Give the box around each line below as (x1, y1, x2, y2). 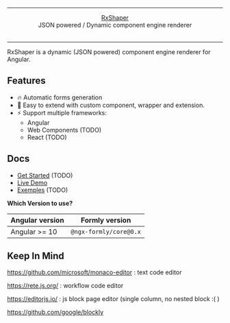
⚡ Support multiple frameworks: (16, 108, 107, 117)
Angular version (10, 215, 64, 225)
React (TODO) (27, 133, 67, 141)
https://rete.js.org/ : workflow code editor (7, 282, 124, 290)
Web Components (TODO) (27, 125, 102, 134)
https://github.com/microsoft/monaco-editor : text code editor (7, 268, 182, 276)
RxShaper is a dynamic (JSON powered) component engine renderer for (7, 48, 211, 56)
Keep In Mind (7, 250, 65, 262)
